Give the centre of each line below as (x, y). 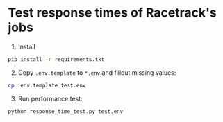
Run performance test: (50, 98)
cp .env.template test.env (47, 85)
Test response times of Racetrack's (113, 13)
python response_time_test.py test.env (66, 111)
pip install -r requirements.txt (56, 59)
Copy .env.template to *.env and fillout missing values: (97, 72)
